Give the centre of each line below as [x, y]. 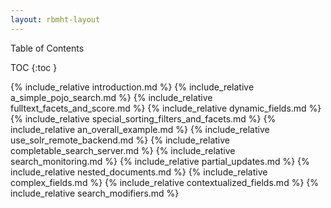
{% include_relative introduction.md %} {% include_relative [132, 87]
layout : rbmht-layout [55, 19]
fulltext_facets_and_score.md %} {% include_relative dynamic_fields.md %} [166, 108]
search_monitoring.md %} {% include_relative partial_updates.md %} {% [160, 161]
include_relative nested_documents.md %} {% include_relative [139, 172]
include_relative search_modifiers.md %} [95, 193]
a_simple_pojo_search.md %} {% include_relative [111, 97]
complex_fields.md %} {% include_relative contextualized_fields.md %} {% [165, 182]
